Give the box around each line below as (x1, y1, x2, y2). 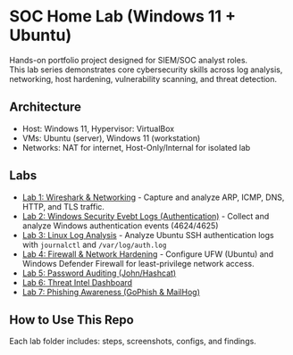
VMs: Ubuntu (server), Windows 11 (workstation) (21, 132, 201, 144)
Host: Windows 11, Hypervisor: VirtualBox (21, 123, 175, 134)
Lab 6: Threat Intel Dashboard (21, 277, 132, 287)
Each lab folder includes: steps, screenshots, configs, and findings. (9, 336, 256, 347)
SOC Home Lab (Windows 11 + (9, 6, 237, 27)
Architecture (9, 100, 82, 115)
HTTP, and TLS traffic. (21, 201, 105, 211)
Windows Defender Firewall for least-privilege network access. (21, 258, 255, 268)
